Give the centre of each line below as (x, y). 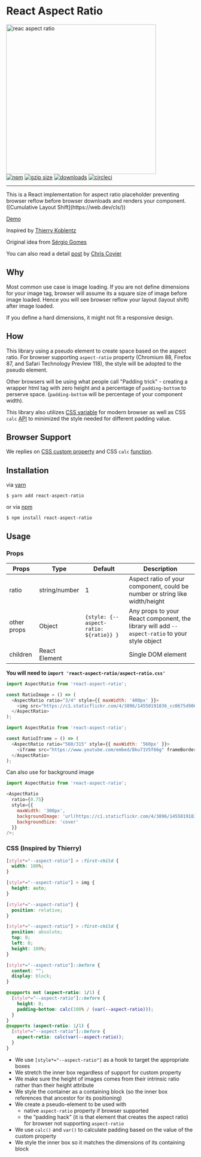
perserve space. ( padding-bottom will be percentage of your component (95, 394)
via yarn (16, 485)
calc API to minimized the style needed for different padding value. (89, 418)
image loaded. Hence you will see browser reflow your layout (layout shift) (98, 299)
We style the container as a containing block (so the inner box (91, 1091)
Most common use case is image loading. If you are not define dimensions (98, 287)
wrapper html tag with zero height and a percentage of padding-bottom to (96, 388)
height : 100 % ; (29, 949)
